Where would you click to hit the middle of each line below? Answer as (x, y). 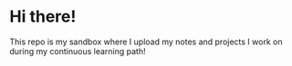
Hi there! (43, 17)
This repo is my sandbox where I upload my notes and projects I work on (146, 42)
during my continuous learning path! (78, 51)
